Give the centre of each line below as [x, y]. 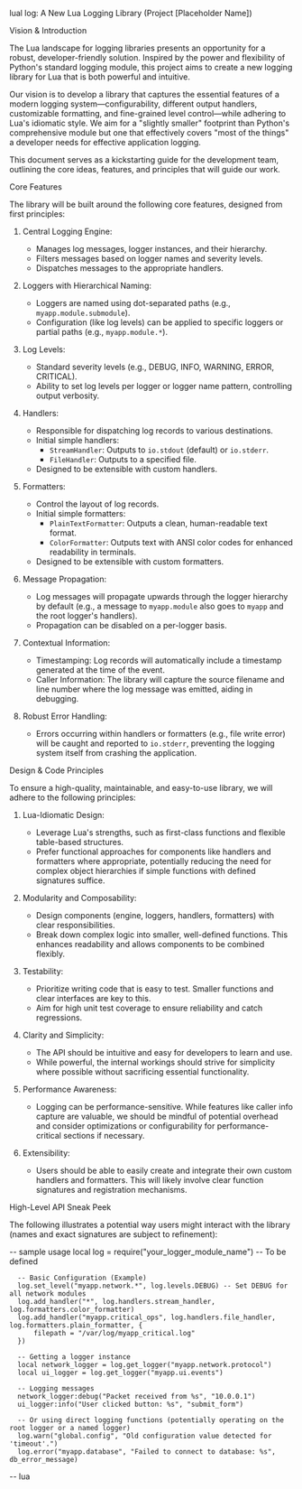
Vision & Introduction [48, 30]
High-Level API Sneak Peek [60, 1207]
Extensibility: [46, 1153]
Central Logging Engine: [67, 231]
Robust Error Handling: [65, 716]
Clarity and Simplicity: [63, 1035]
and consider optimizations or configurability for [125, 1126]
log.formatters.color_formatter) [72, 1309]
